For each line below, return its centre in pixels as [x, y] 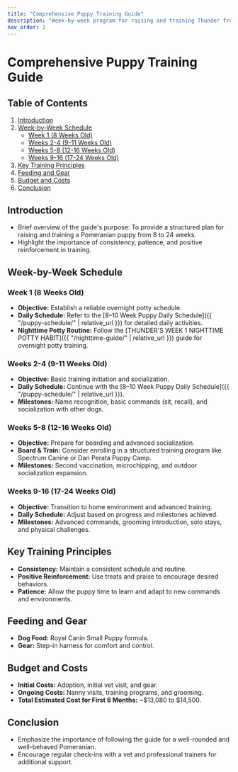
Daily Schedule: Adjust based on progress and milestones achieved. [118, 514]
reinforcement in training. [55, 250]
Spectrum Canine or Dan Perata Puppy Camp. [85, 458]
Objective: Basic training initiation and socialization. [93, 379]
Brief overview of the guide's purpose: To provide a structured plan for [121, 227]
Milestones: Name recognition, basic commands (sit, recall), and [112, 402]
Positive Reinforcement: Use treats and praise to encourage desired [118, 576]
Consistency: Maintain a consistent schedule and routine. [102, 569]
